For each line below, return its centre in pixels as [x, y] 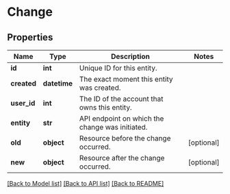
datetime [58, 83]
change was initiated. [113, 127]
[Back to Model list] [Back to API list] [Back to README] [86, 183]
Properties [30, 37]
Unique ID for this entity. [118, 68]
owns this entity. [105, 107]
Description [130, 57]
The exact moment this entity [126, 79]
